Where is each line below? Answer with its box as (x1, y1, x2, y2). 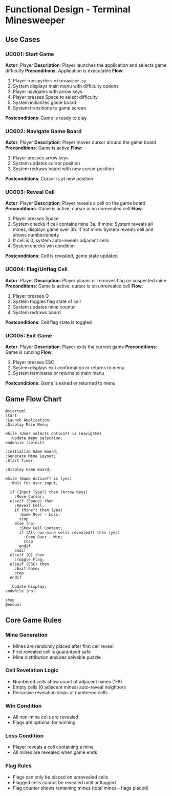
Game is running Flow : (5, 349, 53, 355)
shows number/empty (12, 232, 59, 238)
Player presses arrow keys (12, 155, 69, 161)
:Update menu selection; (10, 436, 63, 441)
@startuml (5, 408, 27, 413)
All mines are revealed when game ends (12, 749, 97, 755)
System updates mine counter (12, 303, 76, 310)
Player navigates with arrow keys (12, 88, 83, 95)
